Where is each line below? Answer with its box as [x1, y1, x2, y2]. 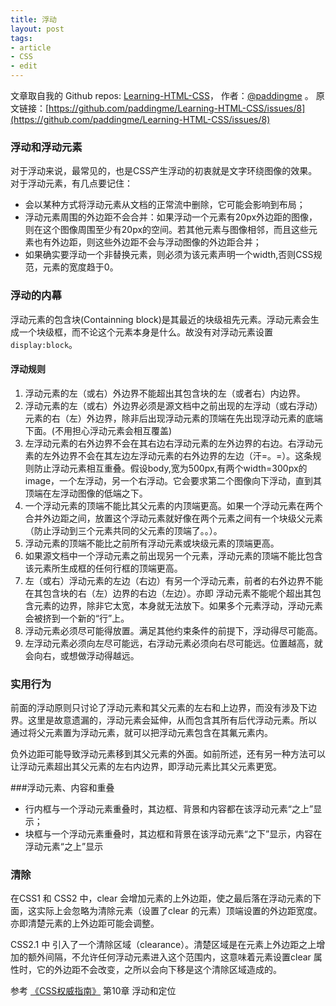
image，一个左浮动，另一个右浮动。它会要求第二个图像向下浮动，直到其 [24, 474, 323, 486]
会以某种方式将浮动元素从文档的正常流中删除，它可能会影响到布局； [24, 199, 306, 211]
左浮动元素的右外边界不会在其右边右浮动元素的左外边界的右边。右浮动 [24, 437, 315, 449]
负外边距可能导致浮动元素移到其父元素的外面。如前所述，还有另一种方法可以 [10, 748, 326, 760]
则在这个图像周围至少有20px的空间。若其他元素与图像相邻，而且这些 [24, 224, 310, 236]
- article [10, 42, 52, 53]
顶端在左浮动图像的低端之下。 [24, 487, 148, 499]
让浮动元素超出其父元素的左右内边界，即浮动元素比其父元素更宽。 [10, 761, 282, 773]
